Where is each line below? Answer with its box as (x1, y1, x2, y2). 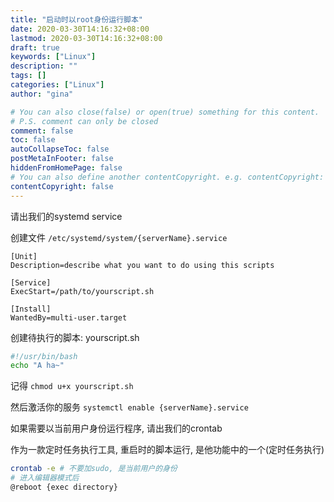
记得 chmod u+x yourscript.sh (10, 380, 134, 392)
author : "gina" (10, 89, 74, 99)
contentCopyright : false (10, 181, 114, 191)
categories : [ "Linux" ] (10, 80, 105, 90)
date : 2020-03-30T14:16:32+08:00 (10, 24, 150, 34)
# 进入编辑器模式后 (10, 473, 80, 483)
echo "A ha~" (10, 361, 65, 371)
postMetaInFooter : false (10, 154, 114, 164)
